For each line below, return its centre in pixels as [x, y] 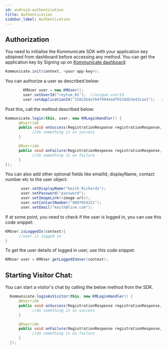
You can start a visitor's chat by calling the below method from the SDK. [79, 287]
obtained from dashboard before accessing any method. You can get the [80, 57]
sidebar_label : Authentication [38, 19]
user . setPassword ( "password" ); [53, 194]
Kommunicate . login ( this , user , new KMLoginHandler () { [63, 118]
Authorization [27, 39]
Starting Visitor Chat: [39, 275]
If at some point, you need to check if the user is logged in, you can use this [83, 217]
